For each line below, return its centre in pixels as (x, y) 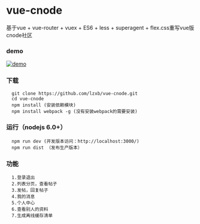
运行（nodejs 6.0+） (37, 127)
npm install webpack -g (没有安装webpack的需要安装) (75, 111)
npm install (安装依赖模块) (44, 105)
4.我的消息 (23, 197)
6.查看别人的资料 (30, 210)
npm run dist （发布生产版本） (47, 148)
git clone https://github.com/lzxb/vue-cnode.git (75, 93)
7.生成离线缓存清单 (32, 216)
